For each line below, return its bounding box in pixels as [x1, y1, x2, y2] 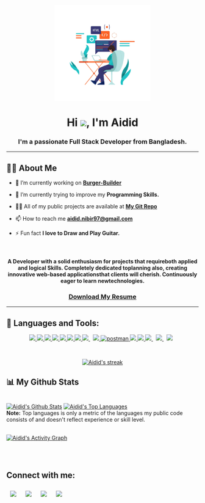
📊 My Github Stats [6, 377, 79, 387]
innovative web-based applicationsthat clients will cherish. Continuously [7, 270, 198, 278]
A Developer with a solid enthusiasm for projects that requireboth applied [7, 257, 198, 265]
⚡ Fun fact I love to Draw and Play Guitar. [15, 230, 120, 237]
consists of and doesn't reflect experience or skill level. [6, 416, 145, 423]
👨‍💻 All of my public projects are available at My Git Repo [15, 203, 157, 210]
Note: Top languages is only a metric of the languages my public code [6, 409, 183, 416]
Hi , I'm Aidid [67, 116, 138, 130]
